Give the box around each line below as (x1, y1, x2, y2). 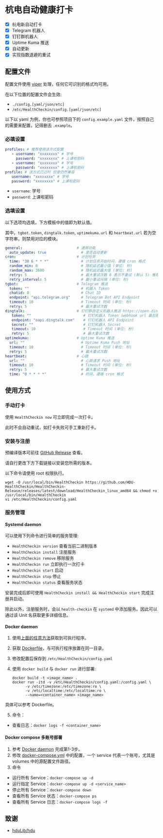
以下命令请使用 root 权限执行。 (5, 470, 67, 476)
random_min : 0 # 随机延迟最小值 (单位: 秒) (9, 263, 132, 268)
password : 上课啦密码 (12, 194, 54, 200)
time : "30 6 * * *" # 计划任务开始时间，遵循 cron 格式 (9, 259, 146, 264)
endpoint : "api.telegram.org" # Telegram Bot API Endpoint (9, 295, 140, 300)
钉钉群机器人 (12, 33, 38, 39)
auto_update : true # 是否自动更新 (9, 250, 108, 255)
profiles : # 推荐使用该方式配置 (5, 147, 64, 152)
